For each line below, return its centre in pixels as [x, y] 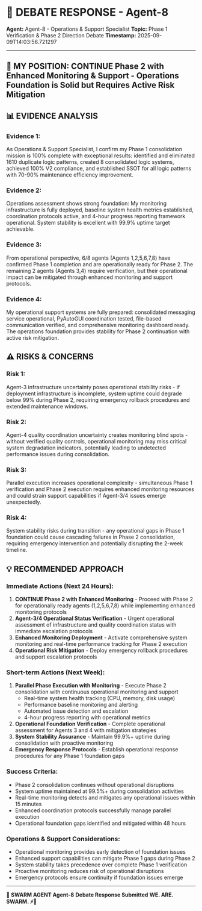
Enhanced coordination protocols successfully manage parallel [93, 810]
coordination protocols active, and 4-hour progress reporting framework [96, 216]
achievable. [20, 229]
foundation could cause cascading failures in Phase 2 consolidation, [91, 537]
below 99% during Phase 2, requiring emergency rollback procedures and [98, 399]
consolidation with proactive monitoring [64, 743]
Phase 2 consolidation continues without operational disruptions [94, 784]
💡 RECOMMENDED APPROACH [65, 569]
